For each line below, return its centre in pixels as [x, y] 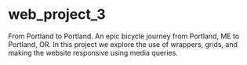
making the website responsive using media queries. [93, 52]
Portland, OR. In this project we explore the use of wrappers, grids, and [123, 44]
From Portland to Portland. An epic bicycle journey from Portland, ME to [124, 36]
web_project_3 [57, 14]
